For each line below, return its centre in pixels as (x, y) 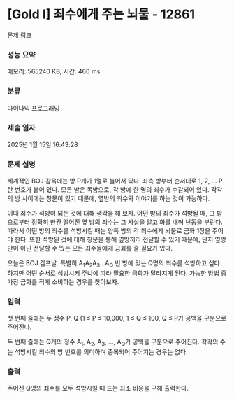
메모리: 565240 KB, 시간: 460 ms (54, 71)
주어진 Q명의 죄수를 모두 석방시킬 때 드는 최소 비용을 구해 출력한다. (98, 388)
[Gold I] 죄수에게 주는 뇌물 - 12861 (101, 14)
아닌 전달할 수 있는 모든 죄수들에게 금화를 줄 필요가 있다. (96, 248)
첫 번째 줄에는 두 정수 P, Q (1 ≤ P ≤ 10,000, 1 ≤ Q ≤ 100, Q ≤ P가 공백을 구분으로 (117, 318)
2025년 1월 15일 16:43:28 (43, 144)
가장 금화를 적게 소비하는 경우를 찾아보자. (63, 281)
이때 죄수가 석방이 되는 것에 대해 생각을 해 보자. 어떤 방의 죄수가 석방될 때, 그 (111, 213)
